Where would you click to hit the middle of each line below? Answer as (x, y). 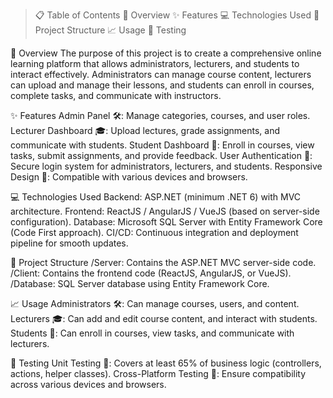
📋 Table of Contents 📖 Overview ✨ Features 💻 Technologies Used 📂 (177, 15)
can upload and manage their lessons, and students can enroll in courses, (162, 85)
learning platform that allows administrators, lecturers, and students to (155, 63)
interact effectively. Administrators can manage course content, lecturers (161, 74)
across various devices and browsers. (88, 384)
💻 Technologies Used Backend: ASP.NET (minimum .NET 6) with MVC (156, 197)
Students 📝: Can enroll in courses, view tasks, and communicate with (152, 333)
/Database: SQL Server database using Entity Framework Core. (140, 283)
